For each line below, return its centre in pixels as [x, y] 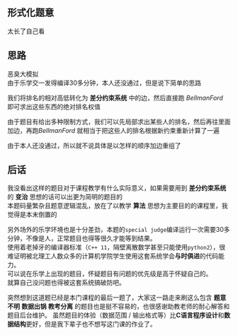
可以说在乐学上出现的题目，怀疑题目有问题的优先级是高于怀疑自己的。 [110, 274]
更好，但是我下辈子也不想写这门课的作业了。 [91, 324]
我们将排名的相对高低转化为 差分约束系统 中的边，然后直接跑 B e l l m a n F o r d [115, 98]
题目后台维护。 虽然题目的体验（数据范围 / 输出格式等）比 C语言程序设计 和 [116, 315]
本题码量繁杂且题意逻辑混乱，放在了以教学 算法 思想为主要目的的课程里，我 [118, 206]
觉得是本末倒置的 [32, 215]
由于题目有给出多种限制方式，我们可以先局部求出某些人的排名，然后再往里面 [119, 122]
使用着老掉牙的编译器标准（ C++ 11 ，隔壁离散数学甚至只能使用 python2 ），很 [117, 247]
